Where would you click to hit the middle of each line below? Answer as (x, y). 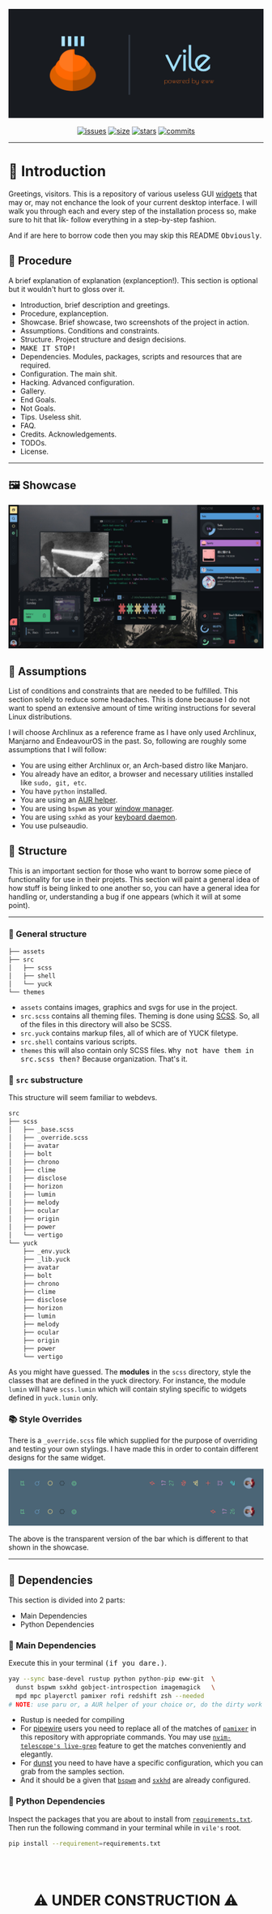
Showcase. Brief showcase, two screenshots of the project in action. (134, 322)
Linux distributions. (40, 716)
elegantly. (36, 1754)
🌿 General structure (48, 934)
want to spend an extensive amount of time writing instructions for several (132, 708)
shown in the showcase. (49, 1547)
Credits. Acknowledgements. (68, 434)
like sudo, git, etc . (53, 782)
